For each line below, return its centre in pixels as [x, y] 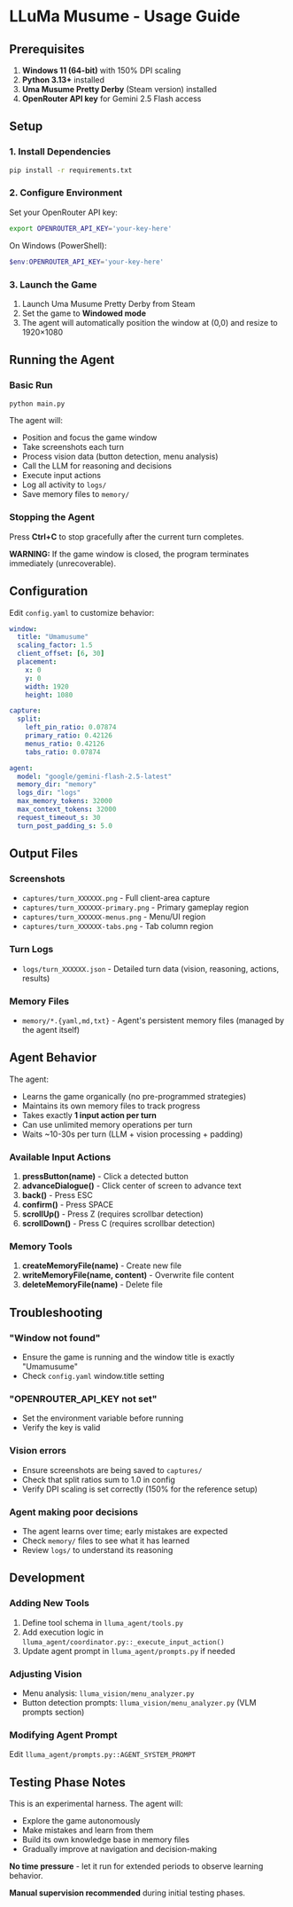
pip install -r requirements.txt [71, 170]
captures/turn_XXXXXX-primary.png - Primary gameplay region [135, 908]
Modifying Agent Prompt [63, 1735]
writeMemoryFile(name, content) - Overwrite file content [128, 1275]
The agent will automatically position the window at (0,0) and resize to [150, 322]
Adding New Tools [50, 1604]
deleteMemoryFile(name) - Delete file [93, 1285]
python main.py [37, 404]
